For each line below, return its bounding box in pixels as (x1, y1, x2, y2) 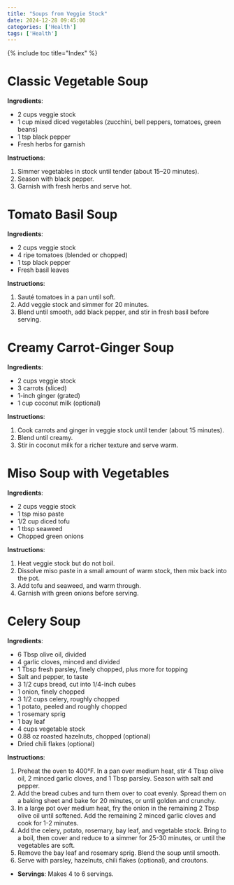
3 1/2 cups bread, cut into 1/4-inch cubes (17, 680, 136, 688)
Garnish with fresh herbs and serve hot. (17, 182, 132, 191)
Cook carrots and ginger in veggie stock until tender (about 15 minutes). (17, 426, 225, 434)
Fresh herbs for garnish (17, 140, 85, 149)
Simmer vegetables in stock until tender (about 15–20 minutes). (17, 167, 200, 176)
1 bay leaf (17, 717, 45, 725)
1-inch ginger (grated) (17, 392, 80, 400)
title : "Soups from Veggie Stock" (7, 10, 108, 18)
